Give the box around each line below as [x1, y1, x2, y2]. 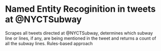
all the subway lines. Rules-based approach [5, 40, 93, 46]
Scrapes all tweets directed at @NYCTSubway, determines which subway [5, 30, 153, 36]
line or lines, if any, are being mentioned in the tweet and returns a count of [5, 35, 156, 41]
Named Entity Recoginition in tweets [5, 3, 156, 15]
